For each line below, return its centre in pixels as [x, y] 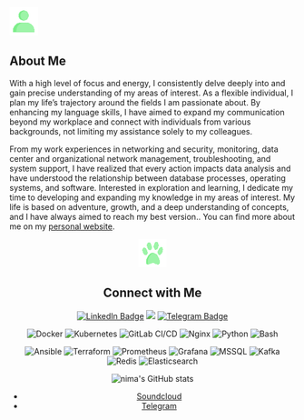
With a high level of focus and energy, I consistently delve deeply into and [147, 83]
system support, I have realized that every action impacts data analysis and [150, 168]
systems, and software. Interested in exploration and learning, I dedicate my [151, 187]
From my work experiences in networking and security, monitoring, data [144, 149]
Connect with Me [152, 293]
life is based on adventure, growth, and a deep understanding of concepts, [149, 206]
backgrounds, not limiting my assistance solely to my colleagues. [131, 131]
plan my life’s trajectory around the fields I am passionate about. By [135, 102]
